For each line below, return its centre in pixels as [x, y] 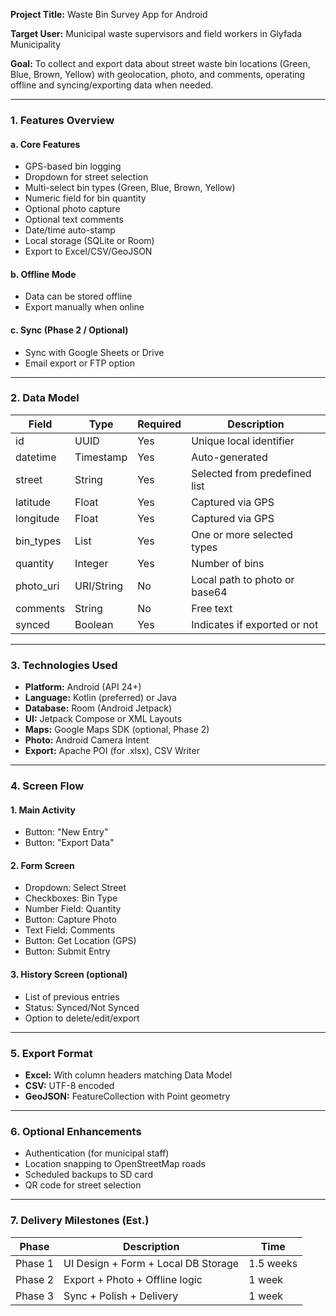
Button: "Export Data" [69, 843]
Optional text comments [74, 220]
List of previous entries [72, 996]
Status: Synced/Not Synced [82, 1007]
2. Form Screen [42, 865]
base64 [209, 592]
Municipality [36, 44]
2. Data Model [45, 398]
